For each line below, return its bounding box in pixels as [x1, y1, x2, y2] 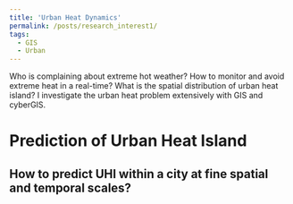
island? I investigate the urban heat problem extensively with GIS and [9, 90, 264, 101]
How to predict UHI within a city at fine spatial [9, 166, 269, 182]
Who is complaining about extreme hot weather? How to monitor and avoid [9, 71, 285, 81]
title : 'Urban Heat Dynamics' [9, 13, 122, 22]
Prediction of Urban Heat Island [9, 131, 247, 151]
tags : [9, 30, 29, 38]
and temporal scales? [9, 180, 132, 195]
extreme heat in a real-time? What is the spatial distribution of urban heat [9, 81, 279, 91]
